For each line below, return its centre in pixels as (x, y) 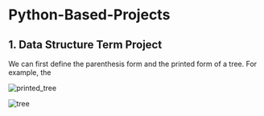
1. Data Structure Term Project (85, 45)
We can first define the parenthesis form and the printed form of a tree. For (133, 64)
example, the (30, 72)
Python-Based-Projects (89, 15)
